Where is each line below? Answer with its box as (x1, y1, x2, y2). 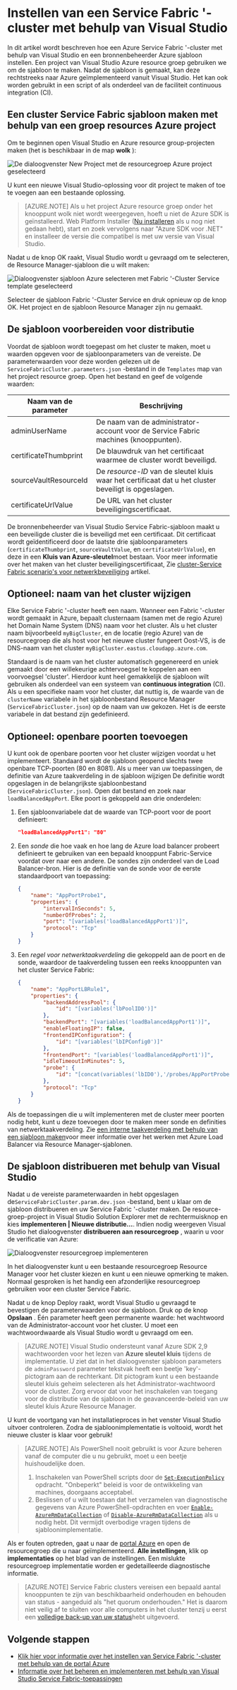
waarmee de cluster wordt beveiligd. (96, 455, 217, 465)
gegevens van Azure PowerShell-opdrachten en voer (35, 1503, 190, 1512)
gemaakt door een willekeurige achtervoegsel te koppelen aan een (7, 665, 201, 674)
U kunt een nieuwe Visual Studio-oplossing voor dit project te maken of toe (7, 181, 226, 189)
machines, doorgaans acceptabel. (35, 1488, 134, 1497)
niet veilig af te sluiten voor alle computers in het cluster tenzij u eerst (24, 1605, 227, 1614)
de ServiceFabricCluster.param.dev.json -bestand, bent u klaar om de (7, 1198, 212, 1206)
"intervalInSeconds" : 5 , (43, 905, 116, 912)
